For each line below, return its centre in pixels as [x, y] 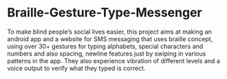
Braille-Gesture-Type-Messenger [105, 13]
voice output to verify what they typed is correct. [76, 68]
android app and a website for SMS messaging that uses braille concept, [110, 38]
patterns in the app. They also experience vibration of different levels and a [113, 60]
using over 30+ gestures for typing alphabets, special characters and [105, 46]
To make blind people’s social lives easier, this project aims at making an [109, 32]
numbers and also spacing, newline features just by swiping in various [107, 54]
